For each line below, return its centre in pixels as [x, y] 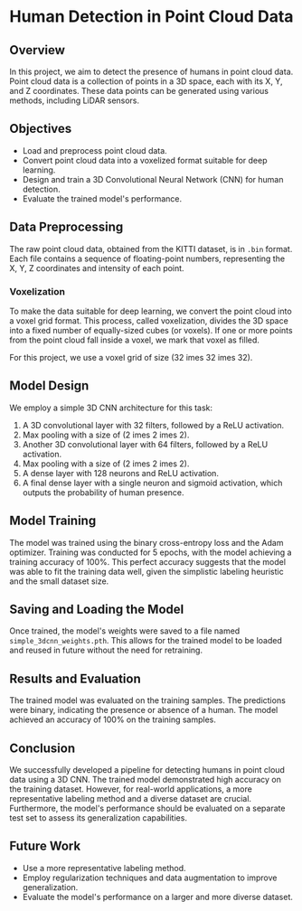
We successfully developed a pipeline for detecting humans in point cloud [147, 769]
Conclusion [42, 748]
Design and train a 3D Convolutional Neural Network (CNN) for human [153, 179]
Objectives [41, 129]
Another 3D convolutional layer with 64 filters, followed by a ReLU [145, 444]
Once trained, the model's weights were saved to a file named [125, 631]
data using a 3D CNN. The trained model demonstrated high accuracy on [146, 779]
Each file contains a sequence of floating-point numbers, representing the [147, 258]
